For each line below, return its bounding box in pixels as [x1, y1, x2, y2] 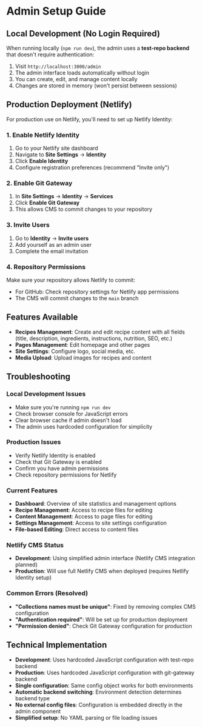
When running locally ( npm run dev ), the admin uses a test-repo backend [6, 44, 190, 52]
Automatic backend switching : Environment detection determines [15, 688, 182, 695]
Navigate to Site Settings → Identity [15, 151, 107, 158]
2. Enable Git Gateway [6, 179, 73, 187]
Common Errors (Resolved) [6, 589, 89, 598]
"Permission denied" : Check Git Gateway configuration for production [15, 622, 192, 629]
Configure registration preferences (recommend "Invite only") [15, 164, 170, 171]
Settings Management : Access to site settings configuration [15, 520, 167, 527]
